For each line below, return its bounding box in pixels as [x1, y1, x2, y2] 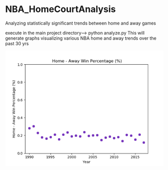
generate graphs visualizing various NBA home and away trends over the [5, 35, 157, 41]
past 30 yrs [5, 40, 29, 46]
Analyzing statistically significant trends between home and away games [5, 20, 156, 26]
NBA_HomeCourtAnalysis [5, 4, 116, 15]
